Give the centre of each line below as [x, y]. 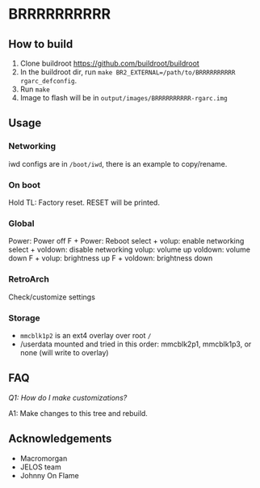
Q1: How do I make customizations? [68, 397]
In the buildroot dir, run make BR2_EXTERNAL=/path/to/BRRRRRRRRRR [128, 72]
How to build [41, 44]
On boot [25, 185]
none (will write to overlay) [64, 352]
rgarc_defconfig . [48, 81]
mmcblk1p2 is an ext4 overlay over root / [86, 335]
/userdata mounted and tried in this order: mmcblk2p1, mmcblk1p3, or [136, 344]
